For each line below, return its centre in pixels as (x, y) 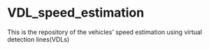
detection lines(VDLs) (38, 39)
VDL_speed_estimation (76, 13)
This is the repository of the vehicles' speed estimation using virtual (105, 32)
